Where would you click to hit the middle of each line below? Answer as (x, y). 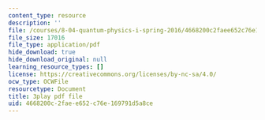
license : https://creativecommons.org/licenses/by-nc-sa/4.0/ (112, 74)
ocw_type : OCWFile (38, 81)
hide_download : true (42, 52)
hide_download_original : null (58, 60)
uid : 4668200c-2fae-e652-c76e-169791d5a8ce (81, 103)
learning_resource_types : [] (56, 67)
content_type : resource (47, 15)
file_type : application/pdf (54, 45)
